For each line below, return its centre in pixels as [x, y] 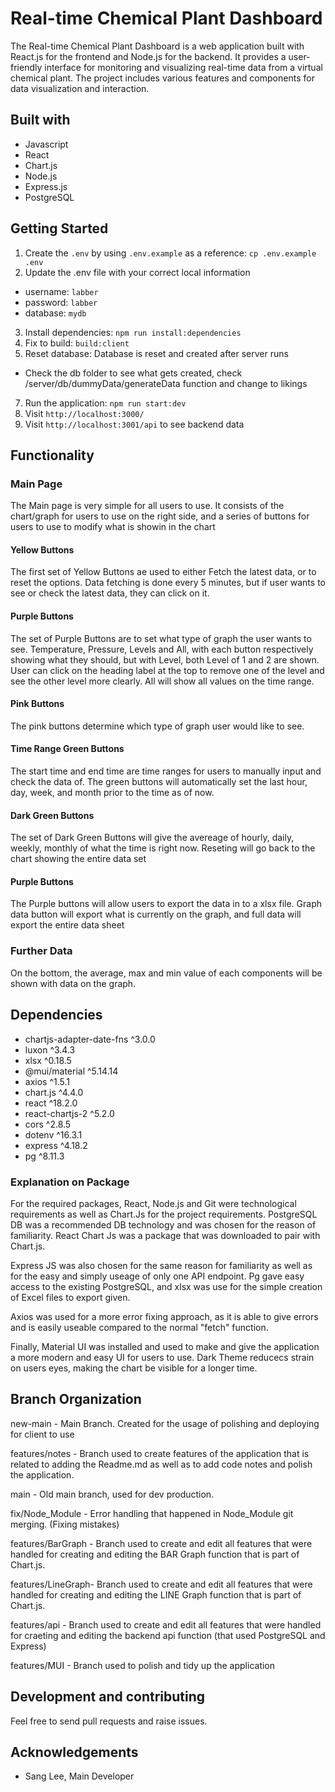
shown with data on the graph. [73, 983]
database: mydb [55, 313]
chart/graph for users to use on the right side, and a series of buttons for [160, 516]
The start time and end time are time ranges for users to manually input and [166, 771]
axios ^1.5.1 [47, 1081]
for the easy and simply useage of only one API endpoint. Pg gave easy [157, 1276]
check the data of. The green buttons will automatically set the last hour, [159, 782]
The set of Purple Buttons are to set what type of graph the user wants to [161, 638]
